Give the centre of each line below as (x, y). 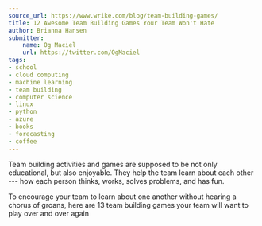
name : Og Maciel (50, 45)
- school (23, 68)
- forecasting (32, 134)
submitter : (26, 38)
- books (21, 127)
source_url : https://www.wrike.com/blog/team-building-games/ (113, 16)
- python (23, 112)
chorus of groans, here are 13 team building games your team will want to (128, 205)
